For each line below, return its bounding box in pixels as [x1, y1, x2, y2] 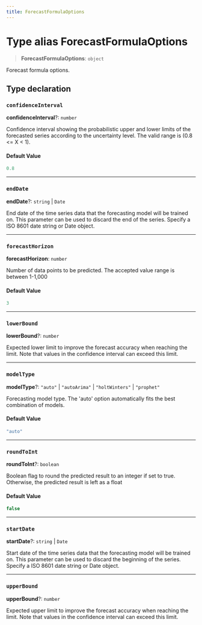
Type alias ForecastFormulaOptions [6, 34, 188, 48]
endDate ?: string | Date [6, 197, 66, 205]
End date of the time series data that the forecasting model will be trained [6, 209, 188, 217]
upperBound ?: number [6, 595, 60, 602]
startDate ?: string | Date [6, 538, 68, 545]
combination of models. [6, 401, 65, 408]
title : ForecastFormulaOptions [6, 8, 85, 15]
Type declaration [6, 84, 71, 94]
